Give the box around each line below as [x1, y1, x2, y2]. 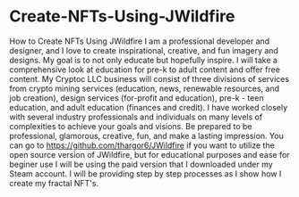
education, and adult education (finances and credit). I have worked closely [9, 102, 288, 112]
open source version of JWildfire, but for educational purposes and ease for [9, 149, 290, 160]
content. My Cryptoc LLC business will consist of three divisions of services [9, 73, 289, 84]
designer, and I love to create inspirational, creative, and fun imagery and [9, 45, 279, 55]
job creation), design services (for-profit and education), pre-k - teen [9, 92, 264, 103]
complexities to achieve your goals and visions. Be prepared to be [9, 120, 252, 131]
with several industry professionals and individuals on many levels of [9, 111, 263, 122]
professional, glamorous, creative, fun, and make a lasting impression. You [9, 130, 284, 141]
